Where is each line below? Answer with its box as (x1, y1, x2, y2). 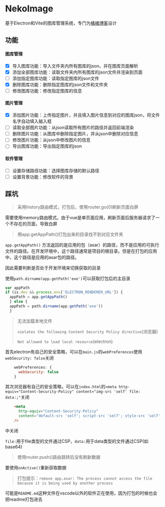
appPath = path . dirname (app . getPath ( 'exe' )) (9, 304, 103, 309)
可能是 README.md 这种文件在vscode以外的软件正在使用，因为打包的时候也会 (5, 490, 158, 496)
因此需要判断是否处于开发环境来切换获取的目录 (5, 264, 101, 271)
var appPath (5, 285, 30, 290)
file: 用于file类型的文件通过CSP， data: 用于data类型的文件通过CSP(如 (5, 438, 149, 444)
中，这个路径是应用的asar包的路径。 (5, 254, 79, 260)
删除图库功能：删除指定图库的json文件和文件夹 (12, 82, 108, 87)
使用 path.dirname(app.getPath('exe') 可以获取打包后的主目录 (5, 275, 130, 281)
